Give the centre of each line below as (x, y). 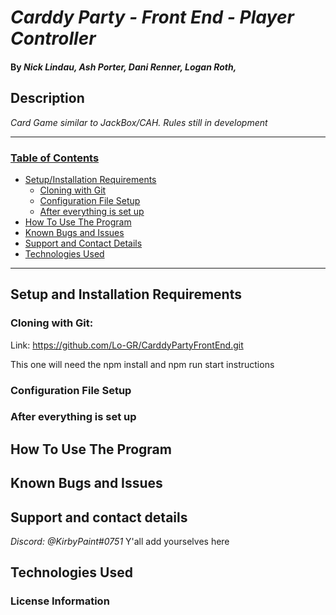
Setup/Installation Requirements (90, 179)
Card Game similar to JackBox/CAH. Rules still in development (139, 122)
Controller (53, 38)
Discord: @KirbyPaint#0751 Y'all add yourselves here (120, 542)
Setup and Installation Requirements (126, 294)
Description (47, 98)
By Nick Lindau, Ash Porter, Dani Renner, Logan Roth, (123, 67)
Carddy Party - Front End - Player (152, 17)
